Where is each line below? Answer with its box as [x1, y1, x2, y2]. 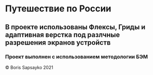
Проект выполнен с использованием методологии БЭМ [5, 53, 148, 60]
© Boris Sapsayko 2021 [5, 64, 54, 70]
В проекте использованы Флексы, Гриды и [5, 23, 146, 31]
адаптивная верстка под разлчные [5, 30, 120, 39]
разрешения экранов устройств [5, 38, 111, 47]
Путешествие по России [5, 3, 112, 14]
